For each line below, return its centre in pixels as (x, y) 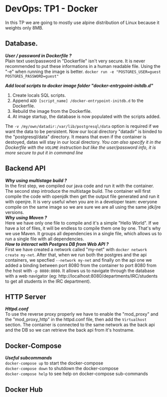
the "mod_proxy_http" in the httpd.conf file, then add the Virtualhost (76, 320)
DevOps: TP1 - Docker (52, 9)
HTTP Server (26, 297)
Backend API (25, 169)
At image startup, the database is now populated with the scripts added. (86, 116)
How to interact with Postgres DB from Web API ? (57, 244)
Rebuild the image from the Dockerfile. (52, 111)
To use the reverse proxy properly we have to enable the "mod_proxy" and (82, 314)
